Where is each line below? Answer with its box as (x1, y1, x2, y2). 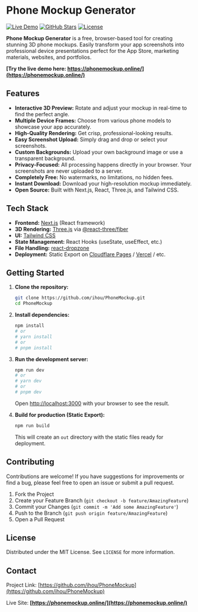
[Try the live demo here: (6, 65, 66, 72)
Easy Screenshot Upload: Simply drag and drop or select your (14, 136, 168, 143)
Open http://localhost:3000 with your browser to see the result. (14, 400, 170, 407)
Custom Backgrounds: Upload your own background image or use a (14, 148, 183, 155)
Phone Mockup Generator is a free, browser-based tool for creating (6, 34, 173, 42)
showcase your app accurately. (14, 123, 92, 130)
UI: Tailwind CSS (14, 232, 56, 239)
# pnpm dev (14, 389, 42, 395)
